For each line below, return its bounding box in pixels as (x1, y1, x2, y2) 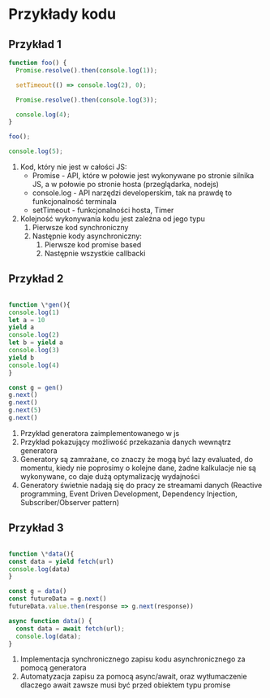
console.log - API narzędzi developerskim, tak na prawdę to (32, 188, 233, 198)
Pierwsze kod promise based (44, 240, 142, 249)
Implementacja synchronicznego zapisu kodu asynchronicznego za (19, 654, 246, 664)
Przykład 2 (8, 272, 64, 286)
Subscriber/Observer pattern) (19, 497, 120, 507)
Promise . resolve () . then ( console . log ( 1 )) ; (15, 66, 158, 74)
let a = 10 (8, 316, 45, 324)
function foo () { (8, 59, 67, 67)
